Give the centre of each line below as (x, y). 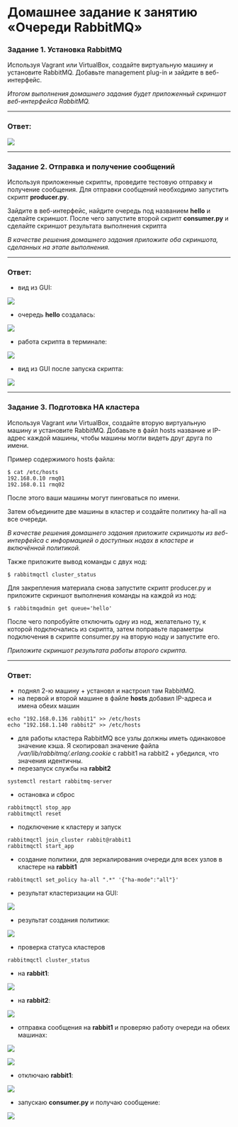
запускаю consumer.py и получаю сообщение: (89, 1102)
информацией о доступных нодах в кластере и (122, 540)
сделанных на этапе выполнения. (59, 247)
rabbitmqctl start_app (41, 846)
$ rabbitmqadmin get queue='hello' (60, 608)
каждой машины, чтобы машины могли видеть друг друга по (120, 438)
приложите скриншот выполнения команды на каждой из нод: (102, 595)
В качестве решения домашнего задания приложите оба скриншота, (113, 240)
